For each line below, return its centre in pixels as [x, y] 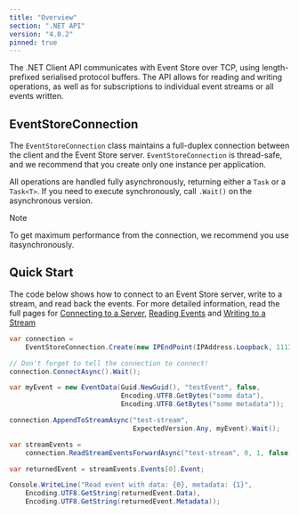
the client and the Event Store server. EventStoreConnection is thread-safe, [146, 155]
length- [275, 68]
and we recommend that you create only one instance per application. [138, 165]
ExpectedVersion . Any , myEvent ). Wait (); [206, 429]
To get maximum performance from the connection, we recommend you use [149, 235]
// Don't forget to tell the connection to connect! [109, 363]
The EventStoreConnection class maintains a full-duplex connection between [149, 146]
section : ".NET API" [48, 26]
